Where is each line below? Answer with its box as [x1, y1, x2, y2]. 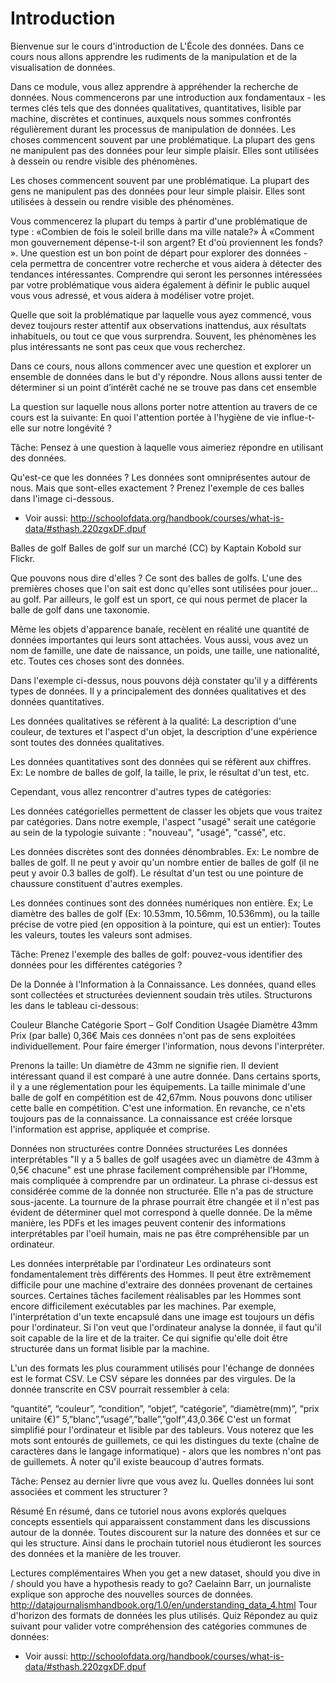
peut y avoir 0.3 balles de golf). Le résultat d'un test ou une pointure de [10, 867, 304, 879]
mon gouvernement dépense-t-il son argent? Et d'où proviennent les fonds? [10, 236, 323, 248]
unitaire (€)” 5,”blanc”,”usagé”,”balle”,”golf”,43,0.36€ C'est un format [10, 1413, 292, 1425]
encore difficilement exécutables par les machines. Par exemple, [10, 1300, 277, 1312]
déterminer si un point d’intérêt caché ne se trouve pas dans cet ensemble [10, 381, 317, 393]
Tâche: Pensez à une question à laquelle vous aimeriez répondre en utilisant [10, 441, 324, 453]
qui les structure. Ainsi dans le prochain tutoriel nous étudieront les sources [10, 1537, 322, 1549]
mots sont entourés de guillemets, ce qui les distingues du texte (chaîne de [10, 1434, 320, 1446]
